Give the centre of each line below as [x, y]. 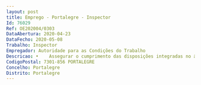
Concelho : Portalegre [33, 67]
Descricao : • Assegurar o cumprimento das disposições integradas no [99, 56]
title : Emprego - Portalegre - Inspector [59, 17]
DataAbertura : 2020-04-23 [38, 34]
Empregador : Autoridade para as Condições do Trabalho [76, 51]
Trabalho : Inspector [32, 45]
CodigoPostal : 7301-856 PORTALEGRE [51, 62]
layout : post [22, 12]
